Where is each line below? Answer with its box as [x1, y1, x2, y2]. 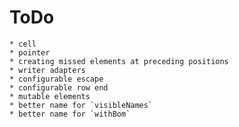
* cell [9, 39, 37, 49]
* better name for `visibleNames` [9, 100, 154, 110]
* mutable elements [9, 91, 91, 101]
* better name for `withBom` [9, 109, 131, 119]
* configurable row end [9, 82, 109, 93]
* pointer [9, 47, 51, 58]
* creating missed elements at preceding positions [9, 56, 229, 66]
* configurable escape [9, 74, 104, 84]
